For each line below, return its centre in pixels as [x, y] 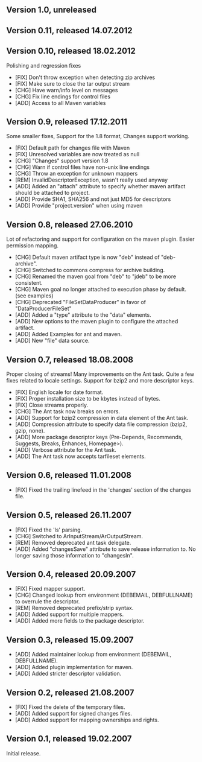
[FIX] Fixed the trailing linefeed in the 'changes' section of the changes [103, 490]
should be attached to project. [52, 193]
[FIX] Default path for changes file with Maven [72, 148]
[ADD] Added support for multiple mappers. [69, 614]
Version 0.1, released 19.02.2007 [69, 739]
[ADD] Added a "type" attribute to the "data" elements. [83, 315]
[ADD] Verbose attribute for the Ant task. [65, 450]
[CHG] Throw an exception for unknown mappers [76, 174]
